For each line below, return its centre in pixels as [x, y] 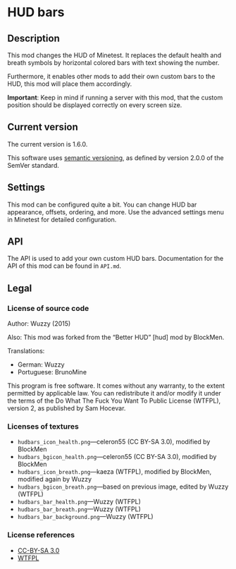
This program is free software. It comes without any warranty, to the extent [116, 386]
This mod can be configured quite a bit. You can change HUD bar [102, 204]
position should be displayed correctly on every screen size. [95, 105]
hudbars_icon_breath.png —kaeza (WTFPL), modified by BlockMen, [114, 472]
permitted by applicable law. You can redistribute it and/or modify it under [114, 393]
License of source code [48, 308]
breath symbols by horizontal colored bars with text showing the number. [113, 63]
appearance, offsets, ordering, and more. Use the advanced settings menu [116, 212]
